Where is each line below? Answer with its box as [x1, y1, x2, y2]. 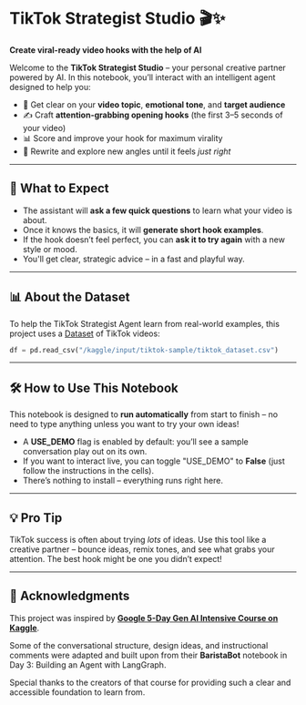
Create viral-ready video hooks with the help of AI [9, 44, 202, 56]
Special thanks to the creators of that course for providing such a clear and [9, 677, 291, 688]
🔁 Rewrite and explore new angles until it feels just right [22, 146, 231, 157]
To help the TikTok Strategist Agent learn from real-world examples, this [9, 318, 280, 329]
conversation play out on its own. [22, 446, 148, 457]
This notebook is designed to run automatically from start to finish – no [9, 409, 279, 420]
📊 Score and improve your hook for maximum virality [22, 132, 223, 143]
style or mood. [22, 243, 77, 254]
